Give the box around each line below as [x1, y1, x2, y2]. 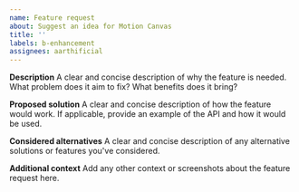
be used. [9, 119, 43, 130]
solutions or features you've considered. [9, 146, 160, 157]
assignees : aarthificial [9, 47, 103, 56]
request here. [9, 173, 60, 184]
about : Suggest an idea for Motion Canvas [9, 22, 172, 31]
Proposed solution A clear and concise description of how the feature [9, 99, 272, 110]
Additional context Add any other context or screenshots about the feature [9, 163, 291, 174]
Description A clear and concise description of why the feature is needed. [9, 72, 287, 82]
